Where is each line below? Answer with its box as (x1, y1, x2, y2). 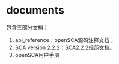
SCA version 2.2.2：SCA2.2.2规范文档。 (14, 44, 115, 51)
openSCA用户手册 (14, 51, 60, 58)
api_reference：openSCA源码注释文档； (14, 36, 115, 43)
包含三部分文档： (6, 24, 49, 31)
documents (6, 4, 65, 17)
